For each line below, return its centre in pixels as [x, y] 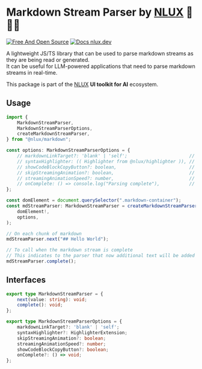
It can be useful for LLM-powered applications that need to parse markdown [101, 66]
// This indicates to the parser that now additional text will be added [101, 256]
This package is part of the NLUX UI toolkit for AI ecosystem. [82, 84]
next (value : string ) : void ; [52, 299]
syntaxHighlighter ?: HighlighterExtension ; [72, 333]
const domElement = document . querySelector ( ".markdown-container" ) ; [94, 200]
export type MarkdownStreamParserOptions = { [64, 321]
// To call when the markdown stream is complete [70, 250]
